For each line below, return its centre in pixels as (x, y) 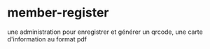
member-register (58, 13)
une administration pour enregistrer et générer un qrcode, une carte (105, 32)
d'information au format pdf (47, 39)
